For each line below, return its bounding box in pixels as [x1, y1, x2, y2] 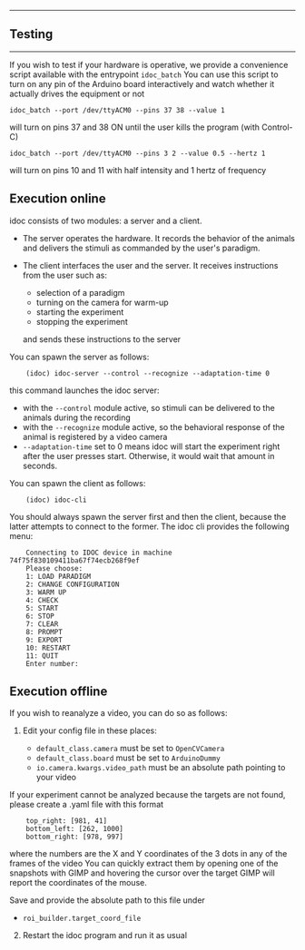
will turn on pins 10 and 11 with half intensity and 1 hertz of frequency [9, 164, 267, 175]
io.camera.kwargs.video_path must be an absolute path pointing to [35, 762, 286, 773]
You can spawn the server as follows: [9, 351, 150, 362]
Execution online [9, 191, 106, 207]
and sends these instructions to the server [22, 333, 182, 345]
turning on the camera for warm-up [35, 297, 170, 308]
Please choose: [25, 563, 84, 573]
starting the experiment [35, 306, 124, 318]
